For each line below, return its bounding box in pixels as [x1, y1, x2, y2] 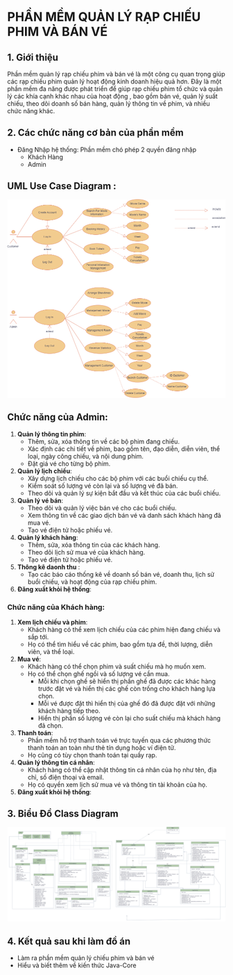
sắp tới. [27, 633, 49, 641]
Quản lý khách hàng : [17, 533, 78, 541]
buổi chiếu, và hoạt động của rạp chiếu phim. [27, 577, 157, 586]
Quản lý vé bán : [17, 496, 64, 505]
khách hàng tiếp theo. [37, 707, 101, 715]
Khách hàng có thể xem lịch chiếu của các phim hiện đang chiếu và [27, 625, 221, 634]
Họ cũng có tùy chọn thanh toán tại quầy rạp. [27, 751, 157, 760]
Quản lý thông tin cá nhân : [17, 758, 95, 767]
